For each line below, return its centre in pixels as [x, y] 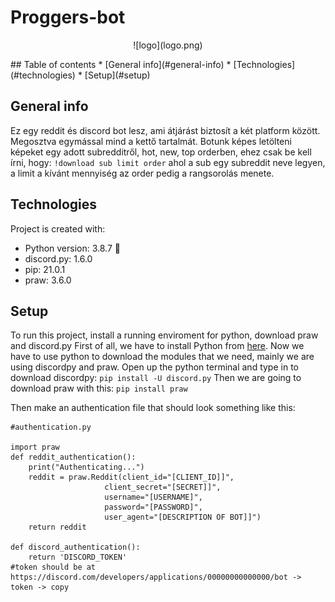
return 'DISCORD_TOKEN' [78, 557]
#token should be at [53, 567]
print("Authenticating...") [86, 467]
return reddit [57, 527]
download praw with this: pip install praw [99, 388]
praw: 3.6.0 [48, 280]
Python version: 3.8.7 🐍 [72, 248]
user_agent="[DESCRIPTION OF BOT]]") [183, 517]
